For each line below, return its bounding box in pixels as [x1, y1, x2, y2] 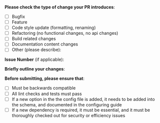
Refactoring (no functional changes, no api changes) [11, 30, 118, 36]
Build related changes [11, 36, 56, 42]
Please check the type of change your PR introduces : [4, 4, 115, 10]
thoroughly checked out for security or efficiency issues [11, 112, 126, 118]
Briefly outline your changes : [4, 66, 65, 72]
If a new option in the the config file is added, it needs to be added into [11, 96, 155, 102]
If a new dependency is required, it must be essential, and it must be [11, 107, 150, 113]
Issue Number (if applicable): [4, 56, 64, 63]
